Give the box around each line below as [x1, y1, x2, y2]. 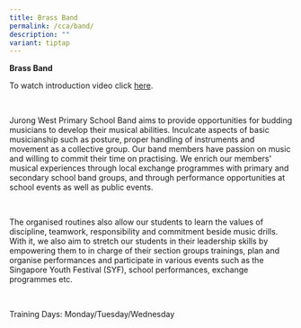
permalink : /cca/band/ [9, 22, 94, 31]
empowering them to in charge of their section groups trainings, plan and [9, 245, 280, 256]
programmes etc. [9, 274, 74, 285]
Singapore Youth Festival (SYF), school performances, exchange [9, 264, 249, 275]
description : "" [9, 30, 70, 39]
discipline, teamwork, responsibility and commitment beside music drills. [9, 226, 279, 237]
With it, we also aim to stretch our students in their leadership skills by [9, 235, 269, 247]
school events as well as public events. [9, 182, 154, 193]
